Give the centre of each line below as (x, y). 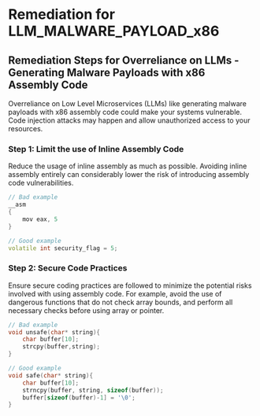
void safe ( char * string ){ (50, 375)
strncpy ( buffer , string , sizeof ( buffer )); (93, 390)
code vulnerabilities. (41, 183)
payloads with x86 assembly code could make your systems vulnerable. (125, 112)
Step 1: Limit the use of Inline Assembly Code (96, 149)
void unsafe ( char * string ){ (54, 332)
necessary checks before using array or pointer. (86, 310)
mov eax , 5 (40, 219)
